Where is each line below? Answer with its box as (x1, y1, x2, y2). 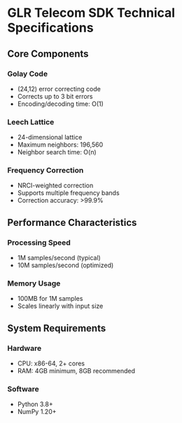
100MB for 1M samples (17, 295, 83, 303)
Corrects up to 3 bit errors (17, 92, 93, 100)
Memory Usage (7, 278, 61, 288)
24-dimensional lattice (17, 133, 83, 142)
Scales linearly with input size (17, 302, 104, 310)
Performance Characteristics (7, 216, 137, 229)
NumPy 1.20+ (17, 408, 57, 416)
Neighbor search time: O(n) (17, 148, 97, 156)
